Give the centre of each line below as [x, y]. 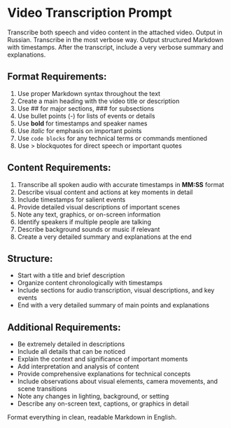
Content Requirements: [59, 168]
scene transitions [42, 389]
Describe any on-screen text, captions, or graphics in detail [103, 403]
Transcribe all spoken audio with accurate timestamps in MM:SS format [121, 184]
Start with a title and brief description [71, 275]
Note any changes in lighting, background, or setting [93, 396]
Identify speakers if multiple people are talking [84, 221]
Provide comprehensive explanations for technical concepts [104, 374]
